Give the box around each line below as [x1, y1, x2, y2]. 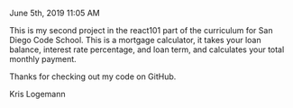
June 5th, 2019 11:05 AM [9, 8, 101, 18]
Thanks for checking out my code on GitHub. [9, 71, 177, 82]
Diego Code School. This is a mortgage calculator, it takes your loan [9, 35, 261, 45]
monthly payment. [9, 54, 77, 64]
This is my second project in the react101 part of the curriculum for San [9, 25, 273, 35]
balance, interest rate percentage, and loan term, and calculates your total [9, 44, 285, 55]
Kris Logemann [9, 89, 66, 99]
